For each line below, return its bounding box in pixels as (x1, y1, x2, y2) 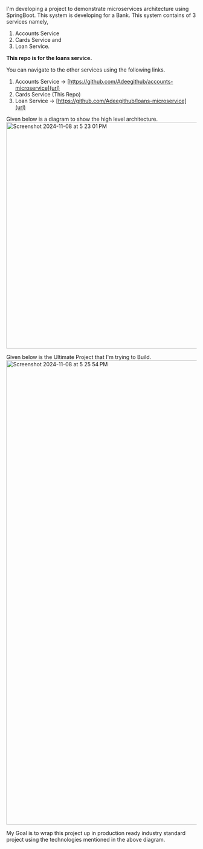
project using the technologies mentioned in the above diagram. (6, 836, 166, 843)
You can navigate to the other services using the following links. (6, 66, 166, 73)
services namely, (6, 18, 49, 25)
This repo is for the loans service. (6, 55, 92, 61)
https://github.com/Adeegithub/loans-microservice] (57, 97, 187, 104)
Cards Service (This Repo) (14, 91, 81, 98)
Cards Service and (14, 36, 62, 43)
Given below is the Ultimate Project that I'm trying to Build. (6, 354, 152, 360)
